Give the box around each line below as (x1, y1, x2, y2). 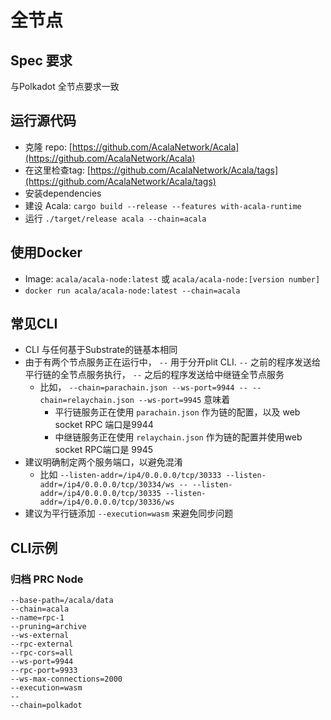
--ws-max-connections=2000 (10, 674, 123, 685)
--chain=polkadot (10, 701, 83, 711)
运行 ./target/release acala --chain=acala (24, 212, 207, 224)
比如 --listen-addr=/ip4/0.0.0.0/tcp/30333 (39, 469, 222, 481)
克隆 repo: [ (24, 141, 73, 153)
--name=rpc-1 (10, 613, 65, 623)
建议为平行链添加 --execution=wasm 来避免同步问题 (24, 507, 234, 520)
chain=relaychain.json (39, 396, 135, 406)
